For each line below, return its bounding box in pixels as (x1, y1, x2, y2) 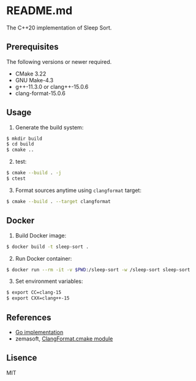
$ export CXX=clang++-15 (6, 295, 70, 301)
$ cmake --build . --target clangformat (6, 198, 111, 204)
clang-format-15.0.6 (15, 90, 66, 97)
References (6, 312, 51, 323)
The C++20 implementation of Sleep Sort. (6, 24, 112, 31)
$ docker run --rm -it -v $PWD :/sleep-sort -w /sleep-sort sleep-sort (6, 266, 190, 273)
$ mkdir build (6, 136, 43, 142)
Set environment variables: (15, 277, 83, 285)
